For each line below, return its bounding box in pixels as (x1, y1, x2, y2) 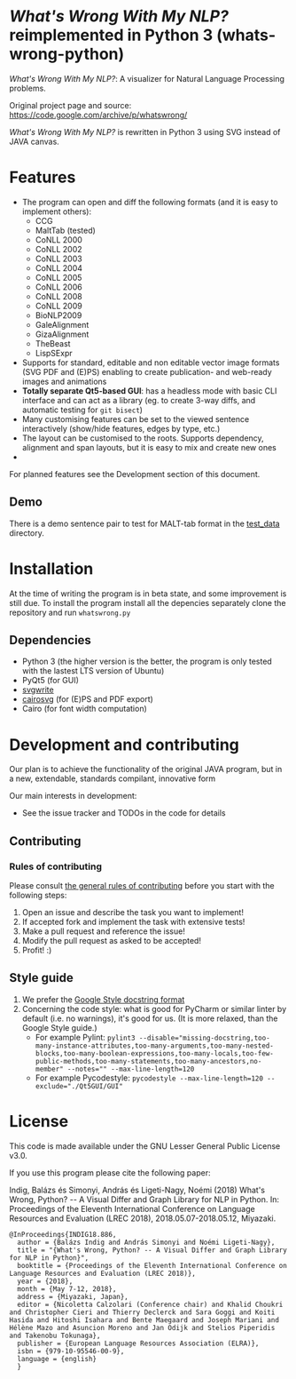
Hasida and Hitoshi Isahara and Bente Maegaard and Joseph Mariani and (9, 1315, 279, 1325)
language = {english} (17, 1354, 97, 1363)
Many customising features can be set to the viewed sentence (21, 413, 250, 424)
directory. (9, 527, 44, 538)
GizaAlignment (35, 329, 90, 339)
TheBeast (35, 338, 71, 348)
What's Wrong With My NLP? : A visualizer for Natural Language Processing (9, 73, 285, 84)
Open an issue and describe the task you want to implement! (21, 907, 244, 918)
